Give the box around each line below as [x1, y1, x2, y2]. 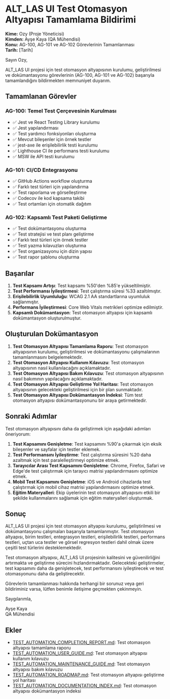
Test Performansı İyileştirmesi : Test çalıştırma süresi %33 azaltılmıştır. [12, 288, 162, 294]
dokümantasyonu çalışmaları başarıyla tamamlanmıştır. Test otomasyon [5, 529, 154, 535]
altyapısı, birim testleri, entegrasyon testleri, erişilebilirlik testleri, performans [5, 534, 165, 540]
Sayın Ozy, [5, 56, 28, 63]
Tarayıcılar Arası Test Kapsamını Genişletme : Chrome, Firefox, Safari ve [12, 462, 165, 469]
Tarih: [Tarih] [5, 47, 33, 53]
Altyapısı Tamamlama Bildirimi [5, 14, 136, 25]
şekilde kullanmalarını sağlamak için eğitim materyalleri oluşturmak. [12, 494, 154, 501]
